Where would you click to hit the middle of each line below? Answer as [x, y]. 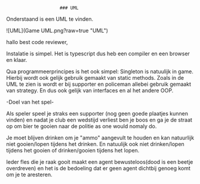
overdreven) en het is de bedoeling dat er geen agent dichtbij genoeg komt [99, 168]
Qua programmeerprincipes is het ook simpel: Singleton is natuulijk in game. [100, 71]
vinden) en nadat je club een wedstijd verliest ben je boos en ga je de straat [99, 120]
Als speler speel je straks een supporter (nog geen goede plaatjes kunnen [97, 113]
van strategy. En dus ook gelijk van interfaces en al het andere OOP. [90, 91]
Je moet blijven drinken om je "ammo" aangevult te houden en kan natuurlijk [100, 138]
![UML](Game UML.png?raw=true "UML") [57, 30]
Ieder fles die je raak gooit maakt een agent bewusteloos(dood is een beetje [100, 162]
